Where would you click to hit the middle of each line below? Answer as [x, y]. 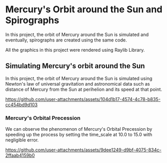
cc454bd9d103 [21, 105]
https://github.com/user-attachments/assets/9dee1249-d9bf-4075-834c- [83, 150]
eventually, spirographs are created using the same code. [66, 40]
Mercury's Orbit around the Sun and [84, 9]
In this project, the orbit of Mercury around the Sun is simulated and [77, 34]
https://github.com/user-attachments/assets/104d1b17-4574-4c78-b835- [83, 99]
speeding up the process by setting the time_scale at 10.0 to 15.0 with [79, 135]
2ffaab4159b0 [20, 155]
